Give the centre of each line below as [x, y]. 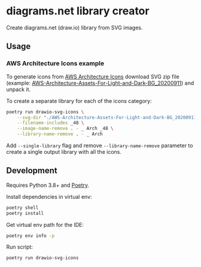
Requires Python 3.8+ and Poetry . [48, 185]
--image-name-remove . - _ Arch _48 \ [65, 129]
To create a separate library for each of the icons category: [79, 101]
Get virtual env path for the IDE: [45, 224]
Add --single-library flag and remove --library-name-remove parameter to [100, 145]
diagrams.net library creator [78, 11]
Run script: [19, 247]
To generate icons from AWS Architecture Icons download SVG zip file [93, 77]
